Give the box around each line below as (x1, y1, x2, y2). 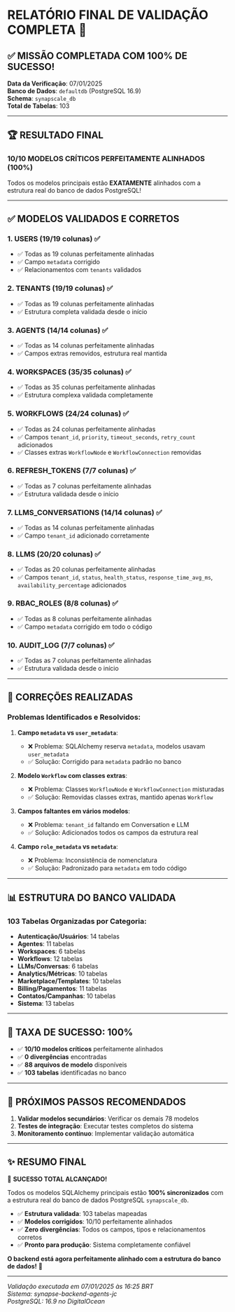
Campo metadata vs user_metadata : (17, 728, 119, 737)
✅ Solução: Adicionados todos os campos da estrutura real (27, 828, 199, 837)
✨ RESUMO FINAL (7, 1156, 87, 1168)
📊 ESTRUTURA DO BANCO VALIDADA (7, 892, 176, 904)
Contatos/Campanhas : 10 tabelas (17, 992, 116, 1000)
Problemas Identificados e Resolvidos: (7, 712, 141, 722)
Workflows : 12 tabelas (17, 955, 83, 963)
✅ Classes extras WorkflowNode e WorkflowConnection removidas (17, 448, 201, 456)
